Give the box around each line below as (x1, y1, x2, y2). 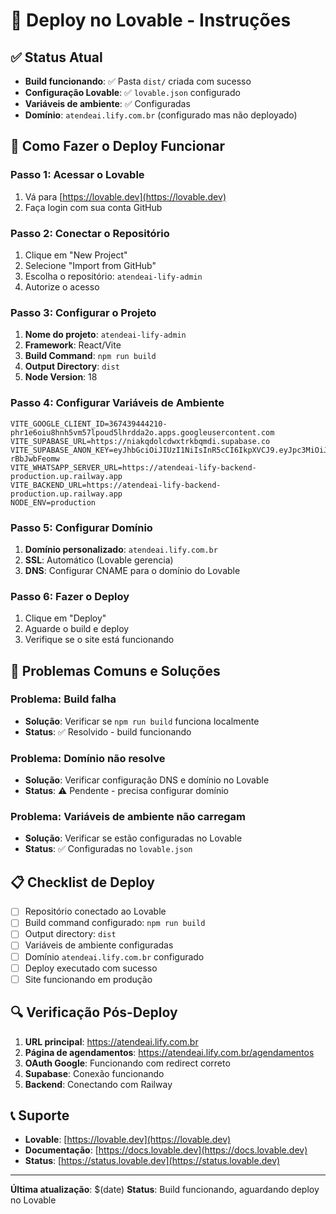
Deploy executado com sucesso (24, 962, 158, 974)
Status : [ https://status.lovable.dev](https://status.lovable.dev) (24, 1155, 281, 1167)
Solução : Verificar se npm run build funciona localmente (24, 715, 260, 727)
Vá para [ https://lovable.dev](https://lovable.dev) (24, 190, 227, 203)
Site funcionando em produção (24, 973, 153, 985)
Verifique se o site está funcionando (24, 634, 175, 646)
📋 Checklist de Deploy (10, 874, 155, 891)
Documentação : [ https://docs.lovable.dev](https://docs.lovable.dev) (24, 1144, 308, 1156)
